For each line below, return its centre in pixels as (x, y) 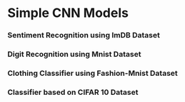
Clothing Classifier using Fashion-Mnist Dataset (93, 73)
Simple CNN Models (68, 13)
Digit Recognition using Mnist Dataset (74, 55)
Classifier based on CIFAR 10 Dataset (73, 92)
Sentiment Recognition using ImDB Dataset (84, 35)
